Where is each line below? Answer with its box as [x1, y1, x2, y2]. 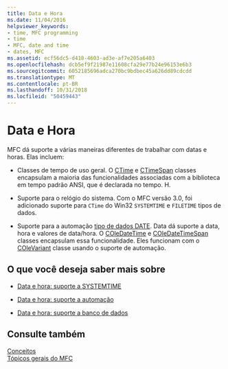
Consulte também [7, 328, 86, 340]
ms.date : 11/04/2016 [7, 16, 67, 23]
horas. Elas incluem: [7, 153, 64, 161]
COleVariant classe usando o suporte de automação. [16, 243, 166, 251]
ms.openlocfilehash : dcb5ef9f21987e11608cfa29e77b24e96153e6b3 [7, 61, 192, 68]
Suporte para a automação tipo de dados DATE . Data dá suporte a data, [16, 221, 220, 230]
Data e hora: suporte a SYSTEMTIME [16, 282, 122, 290]
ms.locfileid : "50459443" [7, 93, 81, 100]
